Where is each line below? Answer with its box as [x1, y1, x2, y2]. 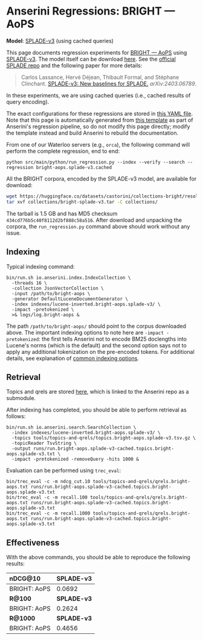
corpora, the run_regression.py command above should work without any [6, 222, 190, 230]
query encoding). [6, 98, 50, 105]
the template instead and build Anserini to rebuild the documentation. [6, 129, 179, 136]
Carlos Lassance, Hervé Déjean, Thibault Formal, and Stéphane [21, 73, 179, 81]
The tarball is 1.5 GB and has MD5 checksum [6, 210, 118, 217]
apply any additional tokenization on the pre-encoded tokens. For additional [6, 348, 195, 355]
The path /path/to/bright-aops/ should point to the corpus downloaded [6, 322, 186, 330]
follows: [6, 413, 26, 420]
